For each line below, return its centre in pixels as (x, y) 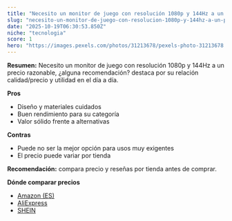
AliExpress (32, 203)
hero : (15, 46)
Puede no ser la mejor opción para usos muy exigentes (96, 148)
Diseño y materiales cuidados (59, 107)
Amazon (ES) (36, 195)
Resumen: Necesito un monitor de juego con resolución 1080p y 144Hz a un (116, 65)
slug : (15, 20)
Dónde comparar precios (44, 182)
